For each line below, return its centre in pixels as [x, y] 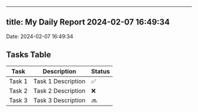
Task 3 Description [59, 100]
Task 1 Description [59, 81]
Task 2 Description [59, 90]
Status [100, 71]
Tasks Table [29, 55]
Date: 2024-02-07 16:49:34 [40, 36]
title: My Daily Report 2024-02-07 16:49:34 [88, 22]
